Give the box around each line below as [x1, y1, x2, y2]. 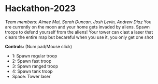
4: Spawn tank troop [12, 68, 53, 74]
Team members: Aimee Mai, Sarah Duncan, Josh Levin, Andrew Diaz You [5, 19, 152, 25]
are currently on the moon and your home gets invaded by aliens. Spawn [5, 24, 150, 29]
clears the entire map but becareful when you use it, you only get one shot [5, 34, 154, 40]
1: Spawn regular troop [12, 53, 57, 58]
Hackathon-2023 [5, 3, 76, 14]
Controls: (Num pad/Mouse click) [5, 43, 72, 49]
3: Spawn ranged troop [12, 63, 58, 69]
